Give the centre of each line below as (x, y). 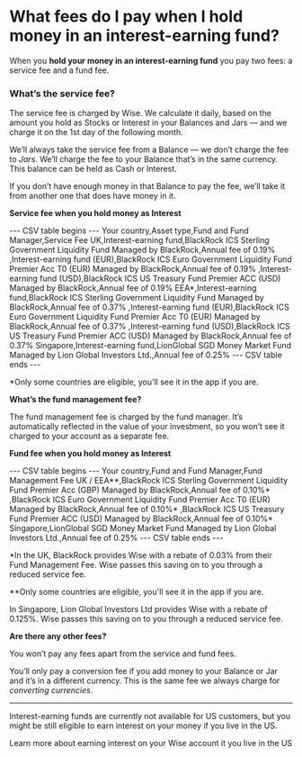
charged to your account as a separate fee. (89, 436)
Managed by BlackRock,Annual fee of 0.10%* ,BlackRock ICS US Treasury (147, 509)
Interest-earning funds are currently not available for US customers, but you (150, 716)
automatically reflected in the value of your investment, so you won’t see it (147, 427)
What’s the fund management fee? (75, 400)
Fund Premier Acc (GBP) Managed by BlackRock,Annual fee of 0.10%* (140, 490)
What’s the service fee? (62, 94)
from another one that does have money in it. (93, 196)
